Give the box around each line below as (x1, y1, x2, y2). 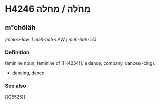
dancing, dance (12, 70, 45, 76)
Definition (5, 49, 30, 56)
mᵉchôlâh (5, 23, 36, 32)
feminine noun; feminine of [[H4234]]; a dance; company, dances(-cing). (5, 60, 156, 66)
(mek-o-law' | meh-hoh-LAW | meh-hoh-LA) (5, 36, 97, 42)
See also (5, 82, 26, 89)
